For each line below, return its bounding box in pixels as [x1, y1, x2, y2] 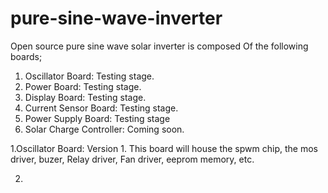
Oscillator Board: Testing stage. [24, 70, 155, 82]
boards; [10, 50, 43, 62]
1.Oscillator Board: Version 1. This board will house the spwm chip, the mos [10, 142, 318, 154]
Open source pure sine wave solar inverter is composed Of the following [10, 40, 309, 52]
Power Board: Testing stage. [24, 80, 142, 92]
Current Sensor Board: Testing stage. [24, 102, 179, 114]
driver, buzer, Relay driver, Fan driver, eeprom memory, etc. [10, 153, 255, 165]
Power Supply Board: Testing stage [24, 112, 171, 124]
